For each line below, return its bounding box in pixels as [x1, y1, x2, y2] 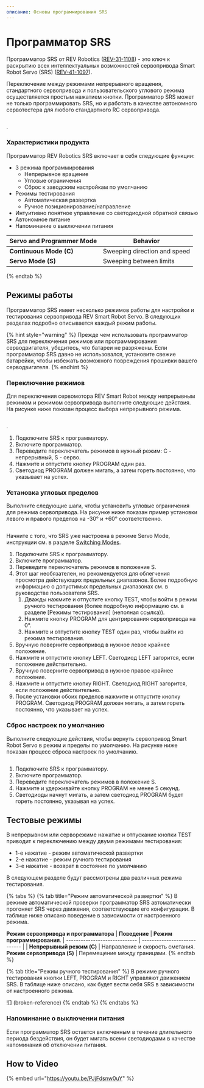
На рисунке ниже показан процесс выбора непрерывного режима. [6, 405, 181, 412]
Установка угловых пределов [6, 488, 99, 496]
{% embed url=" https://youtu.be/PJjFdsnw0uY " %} [6, 1075, 135, 1082]
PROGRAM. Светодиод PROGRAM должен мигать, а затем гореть [15, 699, 185, 707]
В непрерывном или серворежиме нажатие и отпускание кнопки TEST [6, 831, 192, 838]
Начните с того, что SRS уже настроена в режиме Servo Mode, [6, 532, 171, 540]
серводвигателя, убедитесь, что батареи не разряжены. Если [6, 344, 167, 351]
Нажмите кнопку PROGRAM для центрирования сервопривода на [24, 615, 196, 623]
